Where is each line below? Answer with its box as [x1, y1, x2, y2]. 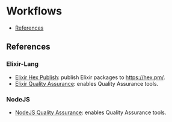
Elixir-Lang [6, 60, 39, 68]
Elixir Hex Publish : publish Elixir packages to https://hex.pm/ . [14, 74, 165, 81]
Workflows [6, 4, 62, 18]
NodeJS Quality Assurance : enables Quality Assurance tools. [14, 109, 167, 116]
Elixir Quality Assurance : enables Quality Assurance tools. [14, 80, 159, 87]
